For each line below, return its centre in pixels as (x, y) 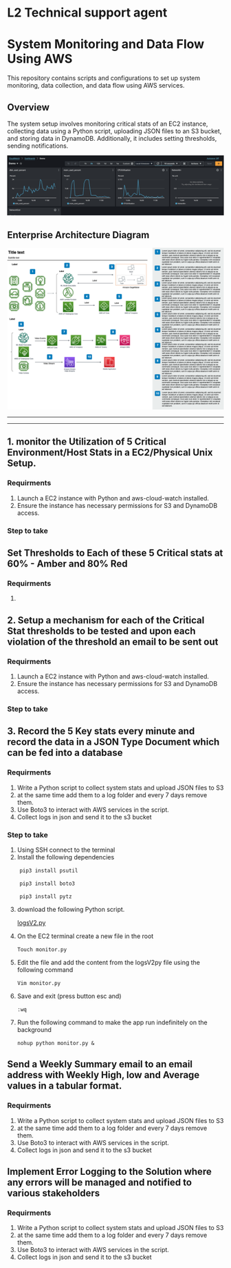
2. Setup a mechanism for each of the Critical (106, 620)
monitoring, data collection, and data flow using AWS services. (96, 86)
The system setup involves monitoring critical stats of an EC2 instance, (108, 124)
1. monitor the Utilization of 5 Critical (87, 442)
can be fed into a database (65, 753)
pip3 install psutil (49, 870)
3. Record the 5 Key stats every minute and (101, 731)
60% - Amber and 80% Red (67, 564)
